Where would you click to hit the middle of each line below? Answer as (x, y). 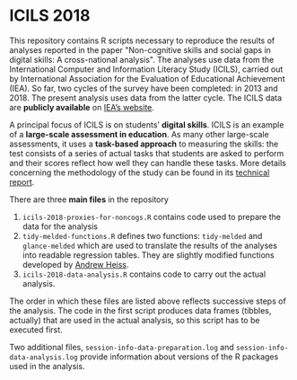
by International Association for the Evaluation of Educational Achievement (147, 78)
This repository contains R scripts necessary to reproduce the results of (142, 40)
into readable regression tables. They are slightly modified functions (148, 255)
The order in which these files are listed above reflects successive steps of (148, 301)
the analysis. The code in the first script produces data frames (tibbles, (140, 310)
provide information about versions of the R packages (179, 357)
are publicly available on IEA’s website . (82, 107)
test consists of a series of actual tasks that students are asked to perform (147, 153)
